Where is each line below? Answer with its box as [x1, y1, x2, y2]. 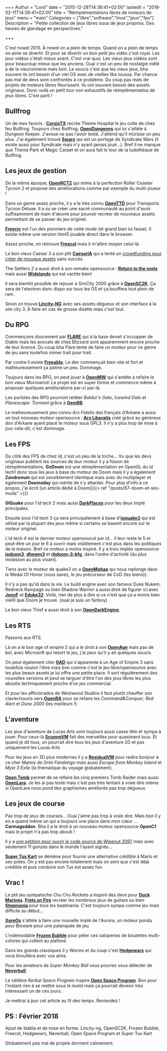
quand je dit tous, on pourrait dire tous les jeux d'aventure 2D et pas [5, 739, 145, 745]
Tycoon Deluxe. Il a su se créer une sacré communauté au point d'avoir [5, 205, 151, 211]
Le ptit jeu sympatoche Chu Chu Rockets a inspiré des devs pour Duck [5, 892, 150, 898]
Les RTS [5, 621, 31, 630]
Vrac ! [5, 879, 24, 887]
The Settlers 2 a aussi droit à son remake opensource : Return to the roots [5, 265, 158, 271]
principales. [5, 506, 29, 512]
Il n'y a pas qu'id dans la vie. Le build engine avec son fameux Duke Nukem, [5, 581, 161, 587]
